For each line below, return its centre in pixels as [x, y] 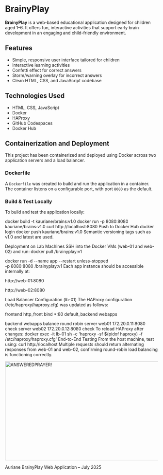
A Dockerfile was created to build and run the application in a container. [77, 183]
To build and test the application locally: [45, 212]
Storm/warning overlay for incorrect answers [57, 75]
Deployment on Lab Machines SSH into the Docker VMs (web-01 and [74, 246]
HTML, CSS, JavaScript [36, 108]
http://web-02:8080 [25, 290]
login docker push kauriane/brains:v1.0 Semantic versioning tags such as [78, 232]
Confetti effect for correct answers [47, 70]
